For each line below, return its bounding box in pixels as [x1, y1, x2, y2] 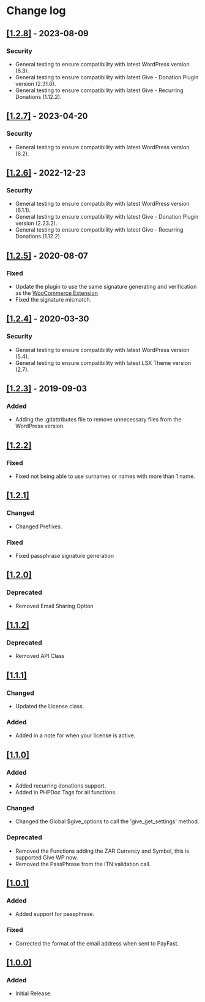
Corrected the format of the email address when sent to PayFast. [15, 939, 179, 947]
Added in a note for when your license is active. [15, 732, 136, 739]
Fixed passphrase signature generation [15, 552, 114, 559]
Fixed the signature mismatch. [15, 296, 92, 303]
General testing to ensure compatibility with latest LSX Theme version [15, 359, 192, 366]
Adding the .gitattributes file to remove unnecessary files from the [15, 416, 182, 423]
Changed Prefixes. [15, 523, 62, 530]
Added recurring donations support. [15, 782, 106, 789]
